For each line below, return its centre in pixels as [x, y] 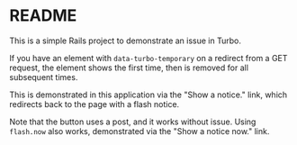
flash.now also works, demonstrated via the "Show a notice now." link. [139, 131]
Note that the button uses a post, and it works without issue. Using [133, 122]
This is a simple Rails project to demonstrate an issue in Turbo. [125, 41]
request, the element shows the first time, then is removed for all [129, 68]
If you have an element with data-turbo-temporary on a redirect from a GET [148, 58]
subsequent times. [44, 77]
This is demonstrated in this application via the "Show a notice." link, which [148, 95]
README [43, 16]
